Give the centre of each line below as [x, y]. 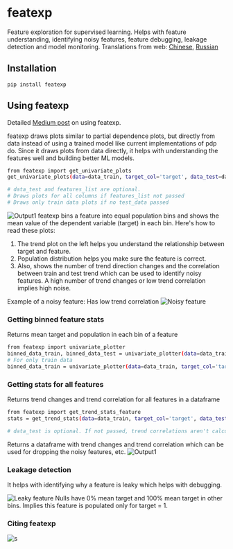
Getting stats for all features [55, 384]
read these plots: [31, 230]
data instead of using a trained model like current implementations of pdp [112, 143]
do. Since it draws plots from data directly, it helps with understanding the [113, 150]
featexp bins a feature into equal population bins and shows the [129, 216]
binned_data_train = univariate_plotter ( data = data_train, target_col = [111, 366]
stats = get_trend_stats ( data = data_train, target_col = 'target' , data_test [118, 418]
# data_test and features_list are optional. [74, 190]
